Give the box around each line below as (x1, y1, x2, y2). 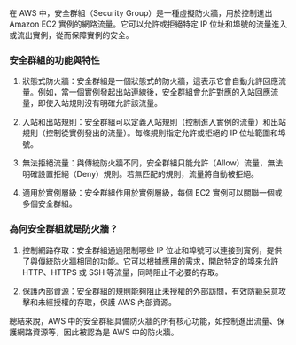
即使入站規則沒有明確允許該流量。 (37, 98, 162, 109)
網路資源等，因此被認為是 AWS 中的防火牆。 (16, 326, 179, 337)
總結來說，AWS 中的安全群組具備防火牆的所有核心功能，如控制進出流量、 (9, 315, 277, 326)
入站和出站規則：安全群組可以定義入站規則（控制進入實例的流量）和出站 (21, 117, 286, 127)
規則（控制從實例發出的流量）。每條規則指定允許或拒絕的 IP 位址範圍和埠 (21, 127, 286, 139)
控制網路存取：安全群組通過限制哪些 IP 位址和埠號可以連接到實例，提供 (21, 244, 283, 255)
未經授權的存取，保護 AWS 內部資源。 (37, 296, 177, 307)
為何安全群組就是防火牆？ (9, 223, 119, 235)
